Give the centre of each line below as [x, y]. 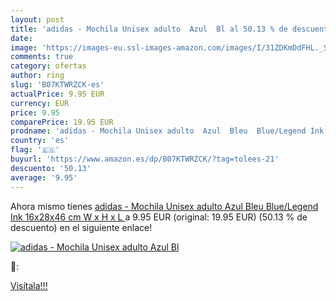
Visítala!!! [29, 285]
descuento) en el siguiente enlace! [81, 227]
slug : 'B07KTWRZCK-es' [57, 85]
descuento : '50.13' [51, 168]
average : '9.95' [44, 177]
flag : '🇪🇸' [35, 150]
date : [21, 38]
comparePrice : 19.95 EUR [62, 122]
